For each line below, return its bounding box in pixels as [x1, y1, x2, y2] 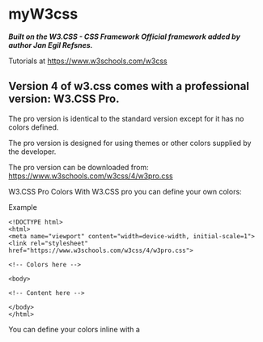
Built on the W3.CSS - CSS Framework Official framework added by [8, 32, 241, 41]
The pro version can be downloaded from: [8, 162, 150, 172]
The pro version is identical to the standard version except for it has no [8, 113, 244, 123]
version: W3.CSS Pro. [8, 92, 120, 106]
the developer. [8, 147, 57, 156]
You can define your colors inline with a [8, 324, 140, 334]
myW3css [8, 5, 78, 24]
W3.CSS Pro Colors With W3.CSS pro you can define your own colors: [8, 186, 242, 196]
